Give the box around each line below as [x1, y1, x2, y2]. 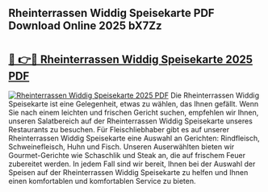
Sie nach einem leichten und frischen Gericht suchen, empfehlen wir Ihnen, [8, 108, 259, 117]
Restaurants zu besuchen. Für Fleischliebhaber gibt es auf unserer [8, 125, 230, 134]
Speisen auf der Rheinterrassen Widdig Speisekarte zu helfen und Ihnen [8, 168, 249, 177]
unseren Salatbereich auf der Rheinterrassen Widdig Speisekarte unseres [8, 116, 253, 126]
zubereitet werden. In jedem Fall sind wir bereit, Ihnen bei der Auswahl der [8, 159, 256, 169]
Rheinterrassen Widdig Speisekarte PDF [8, 6, 216, 20]
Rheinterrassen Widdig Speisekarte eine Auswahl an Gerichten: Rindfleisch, [8, 133, 260, 143]
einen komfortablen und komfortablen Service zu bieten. [8, 177, 196, 186]
